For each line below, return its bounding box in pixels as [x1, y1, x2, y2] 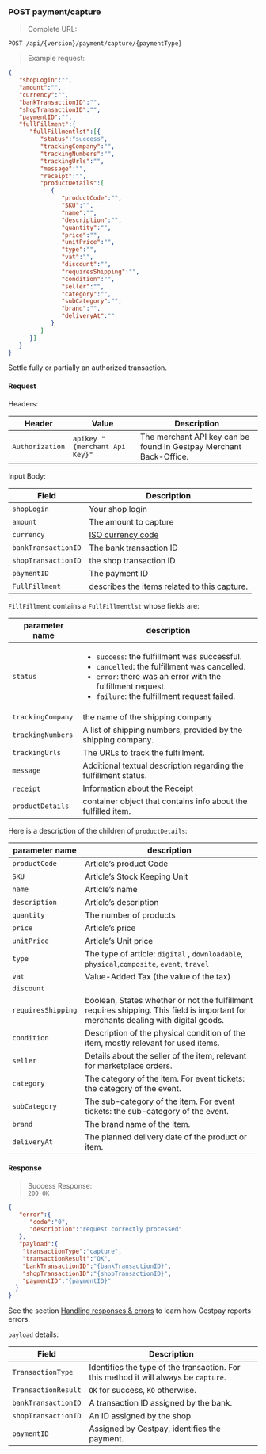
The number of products [84, 910, 176, 921]
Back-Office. [139, 451, 189, 462]
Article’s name [84, 883, 138, 895]
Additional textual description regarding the [82, 760, 244, 771]
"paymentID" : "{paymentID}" [22, 1277, 112, 1285]
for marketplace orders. [84, 1060, 173, 1071]
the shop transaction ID [89, 555, 176, 566]
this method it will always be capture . [89, 1372, 227, 1383]
